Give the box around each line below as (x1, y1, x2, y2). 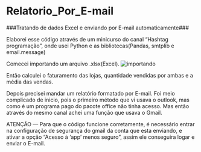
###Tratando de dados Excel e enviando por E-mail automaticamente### (6, 24, 189, 31)
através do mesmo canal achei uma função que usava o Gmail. (6, 109, 162, 116)
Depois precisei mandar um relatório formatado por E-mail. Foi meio (6, 90, 175, 97)
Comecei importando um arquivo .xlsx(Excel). (6, 60, 120, 67)
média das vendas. (6, 78, 53, 85)
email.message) (6, 48, 46, 55)
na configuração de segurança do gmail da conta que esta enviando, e (6, 127, 182, 134)
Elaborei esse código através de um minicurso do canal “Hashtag (6, 35, 169, 43)
